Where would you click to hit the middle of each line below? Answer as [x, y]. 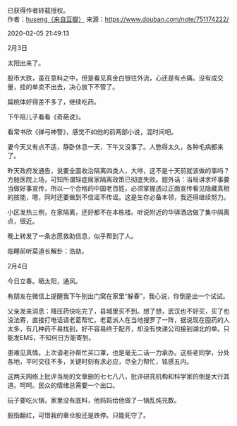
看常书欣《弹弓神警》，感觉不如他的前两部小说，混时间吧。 [92, 132]
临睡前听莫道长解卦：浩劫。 [48, 251]
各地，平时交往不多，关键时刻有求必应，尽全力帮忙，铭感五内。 [100, 361]
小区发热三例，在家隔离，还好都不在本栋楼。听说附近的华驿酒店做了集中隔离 [119, 212]
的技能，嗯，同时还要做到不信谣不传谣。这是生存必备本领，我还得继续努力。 [119, 197]
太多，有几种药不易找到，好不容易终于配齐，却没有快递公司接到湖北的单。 [115, 329]
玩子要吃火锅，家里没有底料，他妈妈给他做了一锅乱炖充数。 [94, 400]
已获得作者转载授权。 [38, 10]
